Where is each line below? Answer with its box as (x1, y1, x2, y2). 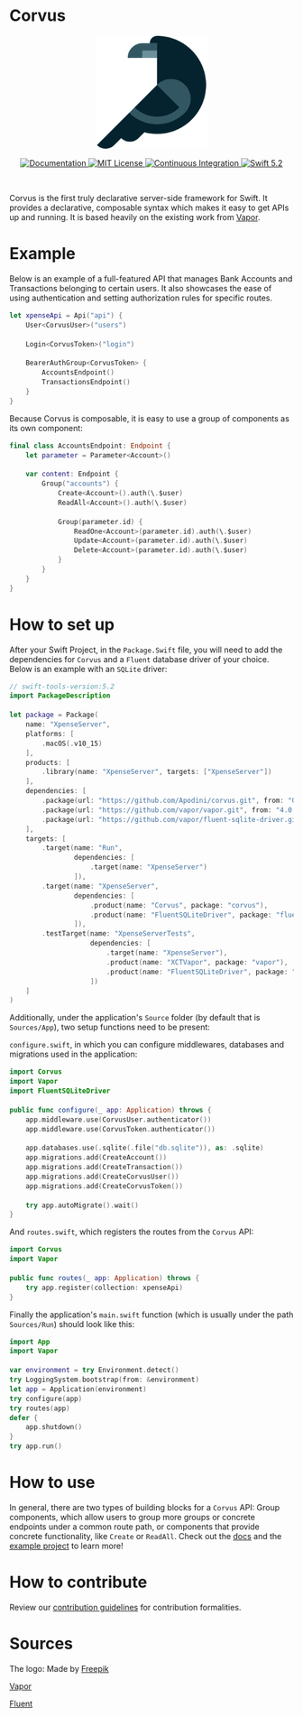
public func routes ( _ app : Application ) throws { (9, 1273, 200, 1282)
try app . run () (9, 1442, 63, 1451)
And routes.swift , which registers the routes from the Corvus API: (9, 1226, 254, 1237)
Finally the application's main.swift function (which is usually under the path (9, 1309, 294, 1320)
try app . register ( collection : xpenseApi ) (25, 1283, 183, 1292)
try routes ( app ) (9, 1404, 70, 1413)
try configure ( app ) (9, 1394, 83, 1403)
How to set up (9, 614, 115, 634)
